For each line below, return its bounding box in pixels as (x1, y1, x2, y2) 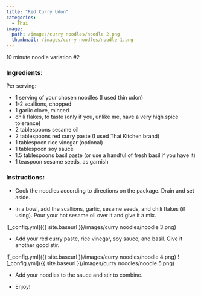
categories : (6, 14, 36, 21)
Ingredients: (6, 68, 43, 77)
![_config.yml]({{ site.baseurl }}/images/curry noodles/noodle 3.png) (6, 223, 177, 230)
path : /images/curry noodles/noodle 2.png (11, 31, 120, 37)
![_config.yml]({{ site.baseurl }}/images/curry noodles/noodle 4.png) (6, 253, 177, 260)
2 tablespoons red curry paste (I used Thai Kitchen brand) (14, 132, 160, 140)
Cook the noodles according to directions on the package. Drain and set (14, 187, 194, 194)
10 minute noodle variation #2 (6, 54, 80, 60)
